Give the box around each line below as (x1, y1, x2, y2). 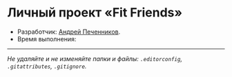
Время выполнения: (17, 34, 77, 43)
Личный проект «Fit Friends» (7, 5, 183, 21)
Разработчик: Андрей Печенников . (17, 27, 121, 36)
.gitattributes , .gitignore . (7, 62, 87, 70)
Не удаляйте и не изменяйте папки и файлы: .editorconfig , (7, 54, 183, 63)
